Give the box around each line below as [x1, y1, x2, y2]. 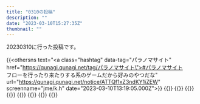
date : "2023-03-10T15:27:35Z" [6, 20, 83, 26]
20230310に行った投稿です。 [6, 43, 80, 50]
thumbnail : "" [6, 26, 43, 32]
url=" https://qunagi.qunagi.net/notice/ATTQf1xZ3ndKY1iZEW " [6, 78, 161, 86]
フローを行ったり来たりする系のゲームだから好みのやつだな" [6, 71, 158, 79]
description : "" [6, 15, 47, 21]
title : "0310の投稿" [6, 9, 56, 15]
